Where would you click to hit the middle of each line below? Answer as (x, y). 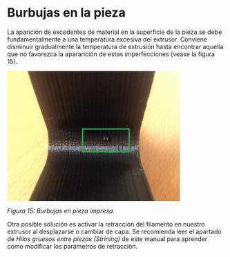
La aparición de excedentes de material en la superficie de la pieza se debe (115, 32)
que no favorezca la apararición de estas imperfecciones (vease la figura (111, 54)
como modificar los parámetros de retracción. (73, 246)
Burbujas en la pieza (66, 13)
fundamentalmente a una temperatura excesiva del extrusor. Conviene (107, 39)
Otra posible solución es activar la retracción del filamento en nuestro (106, 224)
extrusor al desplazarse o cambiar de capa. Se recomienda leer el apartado (115, 231)
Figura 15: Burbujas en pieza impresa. (61, 211)
